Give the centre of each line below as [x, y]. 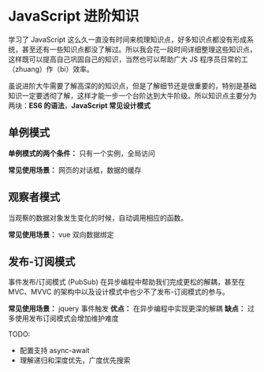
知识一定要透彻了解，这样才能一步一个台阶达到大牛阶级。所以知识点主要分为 [132, 95]
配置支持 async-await [54, 351]
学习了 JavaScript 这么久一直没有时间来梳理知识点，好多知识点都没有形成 [128, 39]
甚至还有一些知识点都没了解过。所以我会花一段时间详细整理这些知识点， [139, 49]
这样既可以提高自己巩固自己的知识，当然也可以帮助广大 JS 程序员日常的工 [128, 59]
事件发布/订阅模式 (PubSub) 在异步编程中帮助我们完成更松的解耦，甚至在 [127, 282]
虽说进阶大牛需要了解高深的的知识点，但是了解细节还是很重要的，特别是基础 [132, 86]
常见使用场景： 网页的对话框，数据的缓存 [75, 169]
